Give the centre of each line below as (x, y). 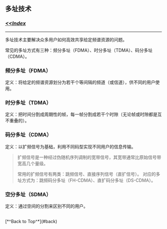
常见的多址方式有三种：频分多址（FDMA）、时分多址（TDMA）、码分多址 (79, 50)
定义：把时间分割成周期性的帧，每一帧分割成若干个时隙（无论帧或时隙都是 (81, 114)
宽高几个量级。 (33, 163)
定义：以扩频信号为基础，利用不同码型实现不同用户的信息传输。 (70, 146)
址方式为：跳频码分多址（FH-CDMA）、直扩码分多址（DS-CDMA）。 (86, 180)
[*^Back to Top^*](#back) (31, 221)
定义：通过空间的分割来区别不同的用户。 (46, 206)
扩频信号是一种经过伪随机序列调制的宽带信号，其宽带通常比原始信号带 (89, 157)
